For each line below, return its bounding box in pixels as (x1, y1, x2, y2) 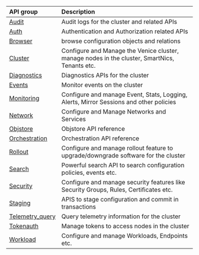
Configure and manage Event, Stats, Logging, (61, 90, 188, 99)
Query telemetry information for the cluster (61, 212, 181, 221)
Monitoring (9, 95, 40, 102)
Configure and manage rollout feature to (61, 144, 174, 152)
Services (61, 115, 86, 123)
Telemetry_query (9, 212, 56, 221)
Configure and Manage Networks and (61, 108, 166, 115)
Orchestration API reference (61, 134, 140, 142)
